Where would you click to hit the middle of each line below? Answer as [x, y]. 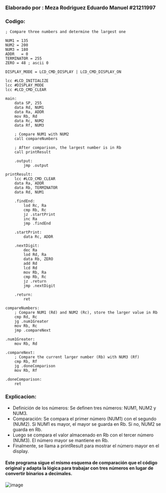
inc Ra [30, 219]
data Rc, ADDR [38, 237]
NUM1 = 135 [17, 41]
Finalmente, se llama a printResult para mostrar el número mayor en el [86, 446]
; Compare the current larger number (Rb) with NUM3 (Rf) [77, 357]
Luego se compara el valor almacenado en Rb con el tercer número [83, 435]
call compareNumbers [36, 139]
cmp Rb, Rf [26, 362]
